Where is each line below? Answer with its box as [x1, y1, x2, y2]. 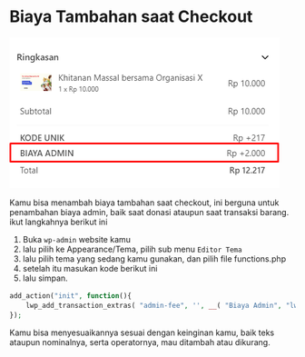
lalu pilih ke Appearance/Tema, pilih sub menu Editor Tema [22, 243, 242, 254]
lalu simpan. [22, 273, 68, 283]
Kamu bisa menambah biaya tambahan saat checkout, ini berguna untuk [9, 197, 280, 208]
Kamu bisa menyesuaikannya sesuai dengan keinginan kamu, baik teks [9, 327, 275, 338]
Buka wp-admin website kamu [22, 233, 132, 244]
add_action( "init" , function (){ [9, 291, 132, 301]
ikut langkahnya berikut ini [9, 216, 108, 227]
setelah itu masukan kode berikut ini [22, 263, 158, 273]
